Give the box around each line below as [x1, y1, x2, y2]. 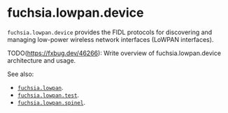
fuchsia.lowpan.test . [17, 91, 79, 99]
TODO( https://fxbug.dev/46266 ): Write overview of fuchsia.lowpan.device [7, 49, 222, 57]
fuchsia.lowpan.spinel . [17, 98, 86, 106]
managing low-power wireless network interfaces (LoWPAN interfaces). [7, 35, 214, 43]
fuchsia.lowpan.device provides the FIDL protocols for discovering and [7, 28, 213, 36]
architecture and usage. [7, 56, 76, 64]
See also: [7, 70, 34, 78]
